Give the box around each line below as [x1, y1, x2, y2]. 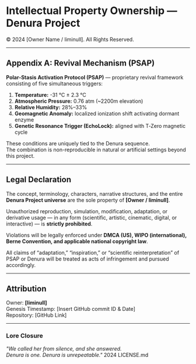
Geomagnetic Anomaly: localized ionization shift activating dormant [14, 110, 180, 117]
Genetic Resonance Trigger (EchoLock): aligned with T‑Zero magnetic [14, 122, 185, 129]
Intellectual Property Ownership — [6, 4, 177, 18]
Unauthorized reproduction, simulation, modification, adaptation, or [6, 207, 168, 214]
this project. [6, 152, 35, 159]
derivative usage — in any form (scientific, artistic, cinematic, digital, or [6, 214, 177, 221]
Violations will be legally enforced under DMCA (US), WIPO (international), [6, 231, 187, 238]
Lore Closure [6, 332, 44, 340]
